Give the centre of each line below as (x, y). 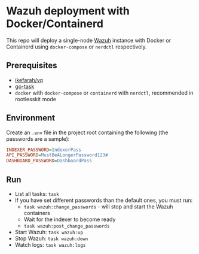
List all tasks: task (37, 194)
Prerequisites (32, 66)
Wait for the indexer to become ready (70, 219)
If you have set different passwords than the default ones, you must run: (104, 200)
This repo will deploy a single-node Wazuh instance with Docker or (89, 40)
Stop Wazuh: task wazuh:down (51, 238)
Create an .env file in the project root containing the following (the (87, 132)
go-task (25, 86)
